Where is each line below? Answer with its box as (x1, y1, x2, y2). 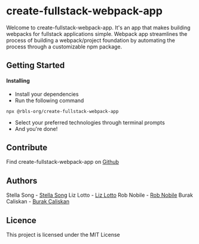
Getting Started (6, 60, 65, 71)
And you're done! (14, 125, 58, 132)
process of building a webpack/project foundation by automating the (6, 36, 175, 44)
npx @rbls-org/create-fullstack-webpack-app (6, 108, 119, 114)
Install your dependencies (14, 90, 79, 97)
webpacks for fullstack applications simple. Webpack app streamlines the (6, 30, 188, 37)
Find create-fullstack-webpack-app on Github (6, 158, 120, 166)
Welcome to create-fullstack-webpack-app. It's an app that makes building (6, 24, 191, 31)
